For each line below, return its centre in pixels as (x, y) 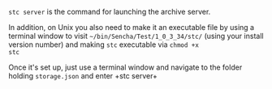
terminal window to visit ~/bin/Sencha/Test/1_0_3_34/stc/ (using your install (136, 36)
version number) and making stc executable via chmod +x (104, 44)
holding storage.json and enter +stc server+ (83, 76)
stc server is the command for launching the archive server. (110, 12)
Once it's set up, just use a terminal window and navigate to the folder (125, 67)
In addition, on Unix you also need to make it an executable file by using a (131, 27)
